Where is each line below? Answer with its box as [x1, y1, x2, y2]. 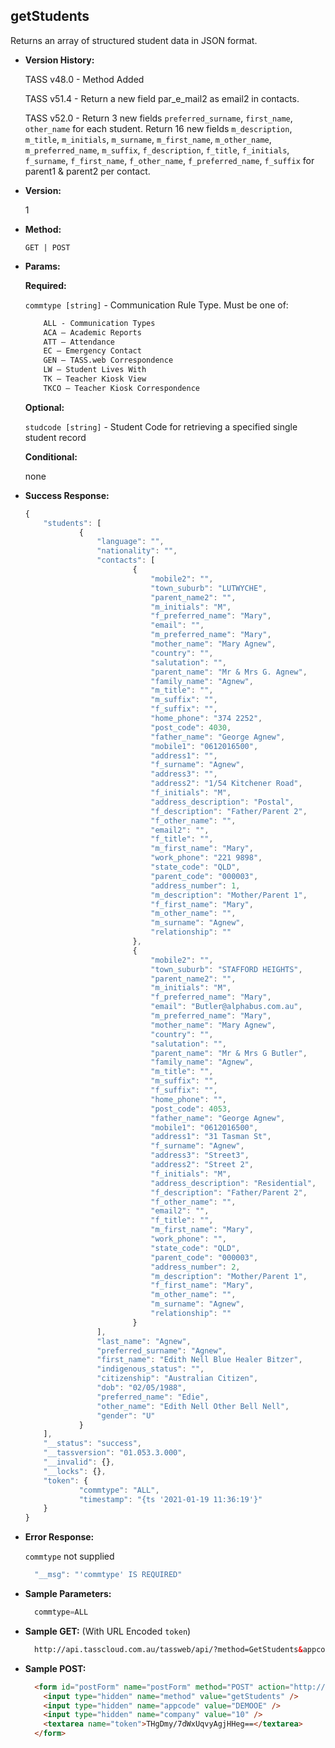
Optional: [24, 401, 65, 413]
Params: [24, 260, 61, 272]
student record [24, 431, 87, 443]
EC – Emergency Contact [43, 346, 142, 356]
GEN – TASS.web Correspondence [43, 355, 174, 366]
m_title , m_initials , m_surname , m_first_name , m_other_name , [24, 133, 272, 145]
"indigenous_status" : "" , [96, 1364, 205, 1374]
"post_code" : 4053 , [150, 1104, 232, 1114]
